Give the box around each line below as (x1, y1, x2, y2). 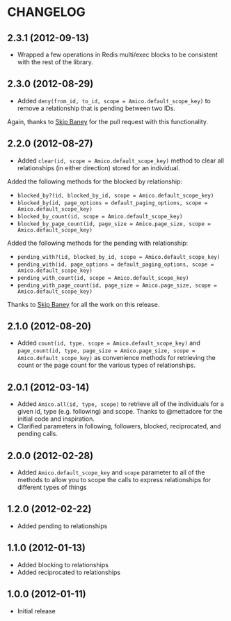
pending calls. (17, 430, 58, 438)
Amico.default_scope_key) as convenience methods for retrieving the (17, 354, 216, 362)
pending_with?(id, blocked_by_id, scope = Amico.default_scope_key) (17, 253, 221, 260)
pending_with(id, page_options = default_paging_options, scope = (17, 261, 214, 268)
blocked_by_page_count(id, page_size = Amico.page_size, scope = (17, 220, 211, 227)
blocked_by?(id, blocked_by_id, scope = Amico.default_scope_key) (17, 192, 214, 199)
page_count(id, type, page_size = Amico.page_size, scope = (17, 347, 196, 354)
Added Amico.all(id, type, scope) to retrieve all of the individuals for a (17, 400, 224, 408)
